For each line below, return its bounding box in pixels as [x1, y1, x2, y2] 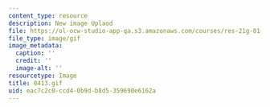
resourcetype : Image [8, 72, 78, 80]
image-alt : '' [15, 64, 63, 72]
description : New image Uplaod [8, 19, 113, 27]
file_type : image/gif [8, 34, 81, 43]
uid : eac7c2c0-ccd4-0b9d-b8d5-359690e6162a [8, 86, 157, 95]
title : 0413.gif [8, 79, 63, 87]
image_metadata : [8, 42, 63, 50]
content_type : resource [8, 11, 88, 20]
